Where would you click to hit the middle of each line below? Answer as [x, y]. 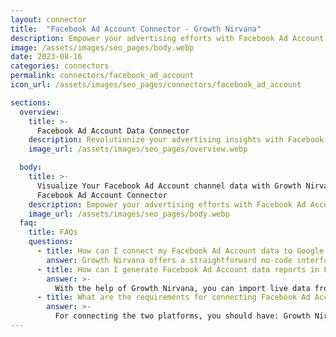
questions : [51, 242]
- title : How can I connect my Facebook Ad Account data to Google [180, 251]
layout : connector [48, 19]
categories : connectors [60, 66]
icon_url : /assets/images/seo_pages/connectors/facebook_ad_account [156, 85]
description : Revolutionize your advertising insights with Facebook [176, 140]
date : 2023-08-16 [46, 57]
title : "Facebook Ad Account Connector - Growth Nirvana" [136, 29]
